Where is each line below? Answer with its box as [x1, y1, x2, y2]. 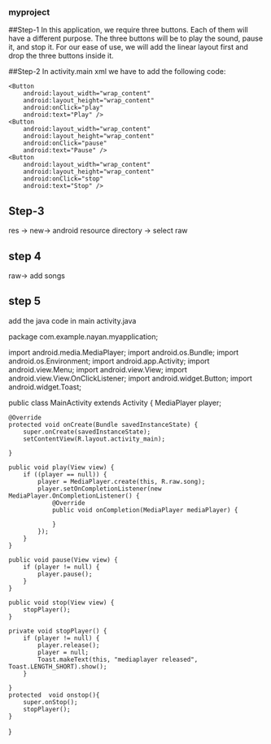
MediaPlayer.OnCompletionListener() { [8, 491, 140, 500]
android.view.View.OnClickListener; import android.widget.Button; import [8, 373, 252, 383]
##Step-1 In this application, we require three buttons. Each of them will [8, 25, 248, 35]
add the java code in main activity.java [8, 315, 137, 325]
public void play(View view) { [8, 463, 115, 472]
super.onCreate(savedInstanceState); [23, 428, 151, 436]
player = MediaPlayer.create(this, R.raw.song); [37, 477, 206, 485]
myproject [8, 7, 50, 18]
